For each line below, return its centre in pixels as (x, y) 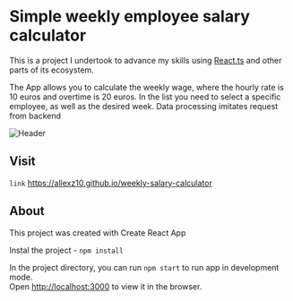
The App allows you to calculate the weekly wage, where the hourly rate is (146, 87)
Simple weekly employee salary (130, 17)
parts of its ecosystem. (52, 70)
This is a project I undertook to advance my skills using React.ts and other (146, 60)
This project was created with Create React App (98, 232)
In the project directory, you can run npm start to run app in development (144, 267)
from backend (35, 116)
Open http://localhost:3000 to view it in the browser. (106, 286)
